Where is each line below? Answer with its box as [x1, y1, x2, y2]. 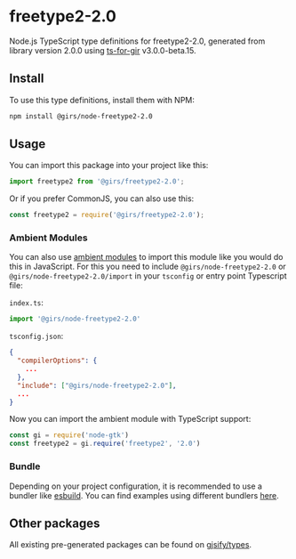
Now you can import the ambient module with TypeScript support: [9, 414, 252, 425]
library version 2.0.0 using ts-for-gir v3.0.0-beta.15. [9, 45, 196, 55]
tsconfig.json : [9, 331, 64, 342]
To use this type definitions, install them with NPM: [9, 94, 196, 105]
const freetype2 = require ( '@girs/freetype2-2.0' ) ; [9, 211, 204, 220]
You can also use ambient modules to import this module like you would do [9, 252, 284, 263]
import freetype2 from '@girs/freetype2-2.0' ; [9, 177, 185, 186]
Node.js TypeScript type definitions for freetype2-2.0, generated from [9, 36, 266, 46]
